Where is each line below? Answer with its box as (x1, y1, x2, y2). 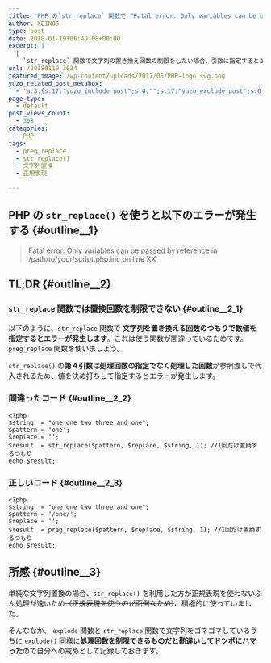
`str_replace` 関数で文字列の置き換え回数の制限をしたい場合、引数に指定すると (23, 57, 260, 65)
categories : (8, 124, 48, 132)
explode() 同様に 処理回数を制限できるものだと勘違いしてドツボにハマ (23, 636, 256, 645)
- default (15, 102, 48, 110)
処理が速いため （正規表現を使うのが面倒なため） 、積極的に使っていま (15, 598, 245, 608)
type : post (8, 27, 45, 35)
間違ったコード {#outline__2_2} (8, 392, 131, 404)
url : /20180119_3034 (8, 65, 78, 73)
